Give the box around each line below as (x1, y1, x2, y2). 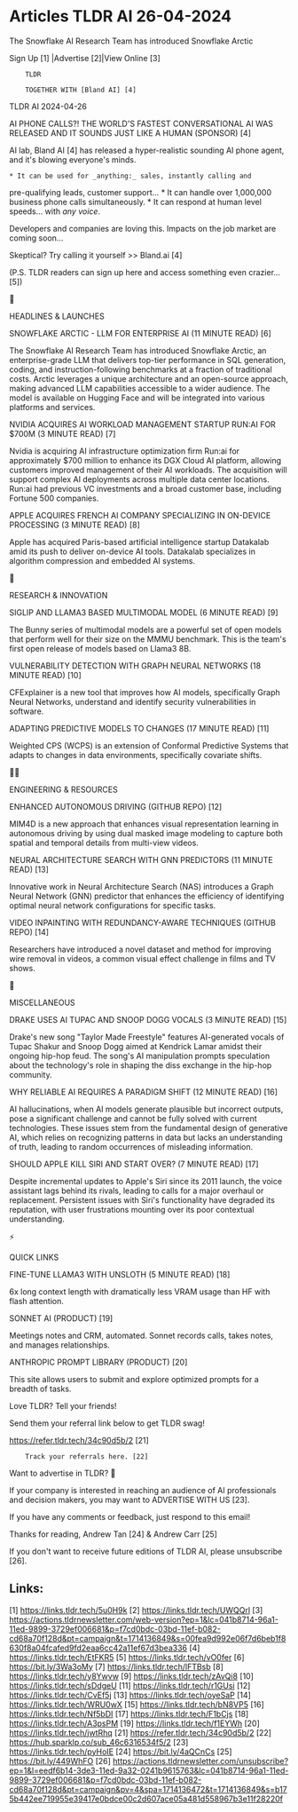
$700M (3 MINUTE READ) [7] (9, 428, 116, 439)
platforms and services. (9, 401, 96, 412)
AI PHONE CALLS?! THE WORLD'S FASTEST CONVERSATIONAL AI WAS (9, 118, 273, 129)
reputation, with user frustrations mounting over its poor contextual (9, 1204, 255, 1215)
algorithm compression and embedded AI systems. (9, 555, 196, 566)
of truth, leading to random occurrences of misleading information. (9, 1141, 254, 1151)
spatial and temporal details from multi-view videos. (9, 837, 200, 848)
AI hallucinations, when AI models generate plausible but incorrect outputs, (9, 1104, 284, 1114)
